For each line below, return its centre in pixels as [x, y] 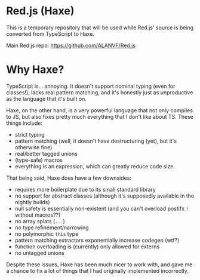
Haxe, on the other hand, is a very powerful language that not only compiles [99, 110]
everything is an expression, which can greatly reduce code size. [95, 166]
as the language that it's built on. [46, 99]
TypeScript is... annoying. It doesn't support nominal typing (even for [91, 86]
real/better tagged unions [46, 153]
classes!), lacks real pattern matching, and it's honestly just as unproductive [100, 92]
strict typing [30, 134]
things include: [24, 123]
